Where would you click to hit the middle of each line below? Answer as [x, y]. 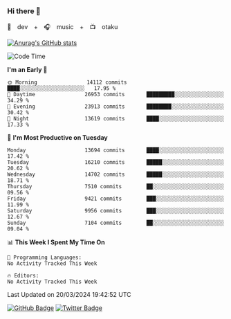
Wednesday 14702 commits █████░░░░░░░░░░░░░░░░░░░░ [116, 175]
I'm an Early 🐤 [27, 70]
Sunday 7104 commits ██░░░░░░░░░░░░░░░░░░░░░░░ [116, 223]
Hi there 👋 [24, 11]
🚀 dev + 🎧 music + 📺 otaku [63, 27]
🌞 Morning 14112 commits [67, 82]
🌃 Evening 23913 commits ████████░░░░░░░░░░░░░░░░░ [116, 107]
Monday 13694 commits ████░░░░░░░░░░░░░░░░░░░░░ [116, 151]
